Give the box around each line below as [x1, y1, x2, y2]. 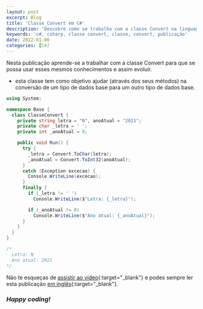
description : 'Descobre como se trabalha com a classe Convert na [6, 25, 177, 32]
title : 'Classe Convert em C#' [6, 20, 85, 26]
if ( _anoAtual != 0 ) [28, 207, 80, 213]
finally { [22, 185, 47, 191]
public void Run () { [17, 140, 69, 146]
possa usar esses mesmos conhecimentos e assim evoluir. [6, 65, 152, 73]
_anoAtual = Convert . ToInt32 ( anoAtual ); [28, 157, 131, 163]
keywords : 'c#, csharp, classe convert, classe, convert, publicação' [6, 31, 188, 37]
